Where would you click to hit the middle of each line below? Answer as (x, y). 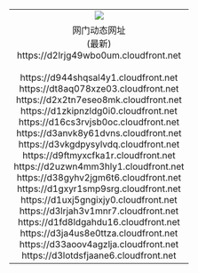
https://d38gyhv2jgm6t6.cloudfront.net (99, 177)
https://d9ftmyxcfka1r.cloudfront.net (99, 155)
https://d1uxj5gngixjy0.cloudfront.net (99, 199)
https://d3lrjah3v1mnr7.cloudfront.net (99, 211)
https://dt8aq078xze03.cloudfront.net (99, 88)
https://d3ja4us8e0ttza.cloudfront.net (99, 233)
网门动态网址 (99, 30)
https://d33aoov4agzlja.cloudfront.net (99, 244)
